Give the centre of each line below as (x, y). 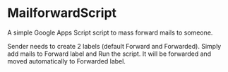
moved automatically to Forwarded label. (66, 61)
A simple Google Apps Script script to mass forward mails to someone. (110, 32)
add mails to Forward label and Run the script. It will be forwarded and (109, 54)
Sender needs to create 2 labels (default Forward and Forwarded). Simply (114, 46)
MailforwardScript (62, 13)
